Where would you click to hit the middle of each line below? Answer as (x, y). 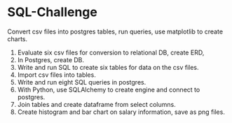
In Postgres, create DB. (51, 59)
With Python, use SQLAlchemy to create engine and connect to (109, 89)
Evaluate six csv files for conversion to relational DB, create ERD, (111, 52)
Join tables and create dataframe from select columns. (97, 104)
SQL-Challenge (53, 12)
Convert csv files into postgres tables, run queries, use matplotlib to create (115, 31)
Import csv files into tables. (56, 75)
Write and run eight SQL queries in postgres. (82, 82)
